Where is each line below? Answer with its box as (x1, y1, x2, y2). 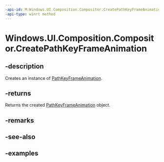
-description (5, 62, 44, 71)
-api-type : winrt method (5, 12, 56, 17)
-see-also (5, 133, 36, 141)
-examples (5, 149, 39, 158)
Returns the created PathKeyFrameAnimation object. (5, 102, 111, 108)
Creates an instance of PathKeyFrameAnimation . (5, 75, 102, 81)
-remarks (5, 116, 34, 125)
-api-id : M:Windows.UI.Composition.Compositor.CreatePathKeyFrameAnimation (5, 7, 163, 12)
